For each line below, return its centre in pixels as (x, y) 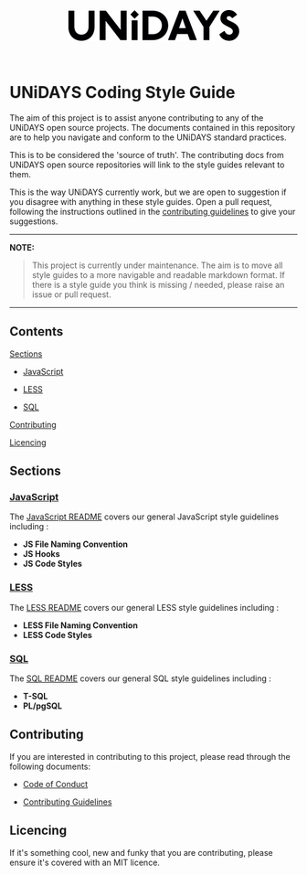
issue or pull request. (71, 294)
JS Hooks (42, 554)
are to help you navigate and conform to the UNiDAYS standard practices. (148, 137)
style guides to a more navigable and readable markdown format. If (158, 274)
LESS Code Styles (58, 635)
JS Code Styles (52, 564)
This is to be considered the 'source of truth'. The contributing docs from (147, 155)
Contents (37, 331)
